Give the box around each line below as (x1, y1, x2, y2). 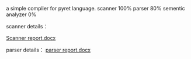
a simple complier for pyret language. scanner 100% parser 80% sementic (6, 5, 185, 12)
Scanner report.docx (6, 35, 56, 41)
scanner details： (6, 23, 48, 30)
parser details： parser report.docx (6, 46, 91, 53)
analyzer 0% (6, 11, 37, 18)
